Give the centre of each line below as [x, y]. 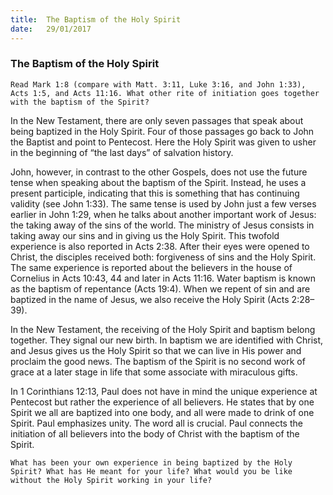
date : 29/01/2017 [51, 29]
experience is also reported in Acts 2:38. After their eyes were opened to [160, 246]
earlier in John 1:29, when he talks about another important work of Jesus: [163, 214]
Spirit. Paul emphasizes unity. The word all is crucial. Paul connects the [156, 423]
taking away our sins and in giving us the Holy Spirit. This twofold [145, 235]
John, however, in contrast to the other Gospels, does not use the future [159, 172]
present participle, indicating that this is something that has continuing [155, 193]
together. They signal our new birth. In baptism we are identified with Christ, [167, 340]
